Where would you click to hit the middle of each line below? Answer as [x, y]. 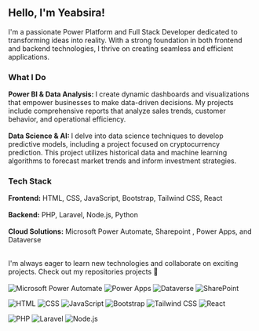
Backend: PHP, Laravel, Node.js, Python [73, 215]
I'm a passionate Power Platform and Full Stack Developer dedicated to [123, 31]
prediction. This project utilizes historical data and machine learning [118, 153]
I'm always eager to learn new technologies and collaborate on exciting [123, 264]
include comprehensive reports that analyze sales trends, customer [117, 111]
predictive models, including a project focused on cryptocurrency [114, 144]
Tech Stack [30, 181]
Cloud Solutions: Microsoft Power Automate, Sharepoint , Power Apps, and [130, 231]
